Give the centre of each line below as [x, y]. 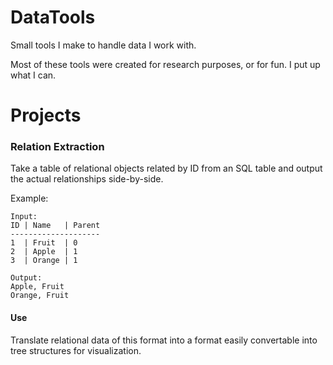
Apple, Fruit [37, 287]
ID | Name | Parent [55, 226]
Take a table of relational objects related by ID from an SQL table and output [166, 168]
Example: [29, 198]
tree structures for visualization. [76, 350]
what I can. [33, 75]
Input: [24, 217]
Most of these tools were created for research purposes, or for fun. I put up [165, 64]
